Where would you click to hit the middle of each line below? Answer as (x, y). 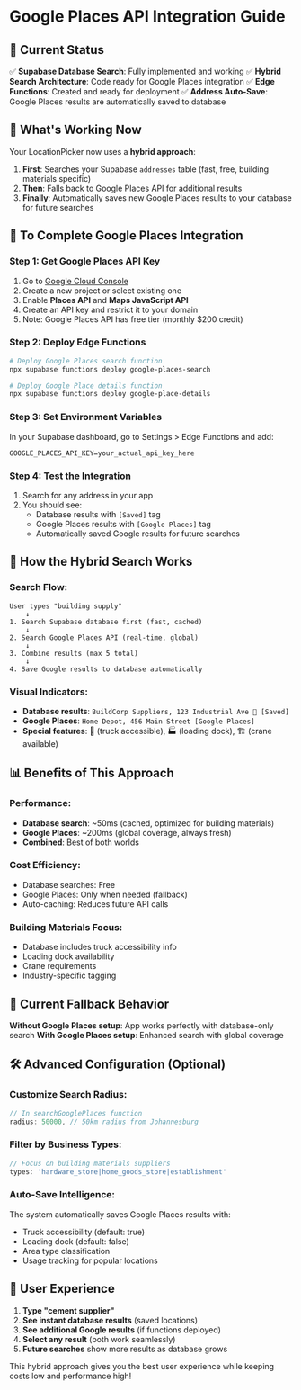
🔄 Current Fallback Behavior (89, 1004)
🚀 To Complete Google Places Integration (127, 236)
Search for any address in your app (88, 495)
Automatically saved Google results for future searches (138, 534)
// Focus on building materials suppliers (90, 1163)
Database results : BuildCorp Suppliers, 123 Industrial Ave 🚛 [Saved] (155, 711)
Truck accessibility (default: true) (84, 1232)
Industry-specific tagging (69, 976)
